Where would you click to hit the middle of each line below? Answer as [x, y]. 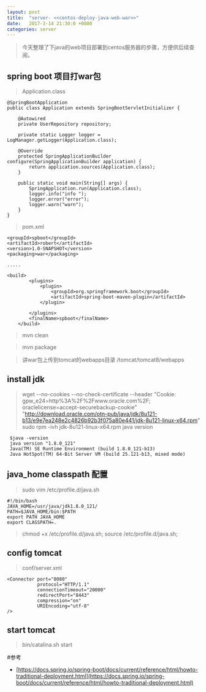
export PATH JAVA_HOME [36, 517]
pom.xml [33, 227]
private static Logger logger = [59, 135]
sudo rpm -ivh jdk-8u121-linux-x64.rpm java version [87, 426]
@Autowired [32, 119]
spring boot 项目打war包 [54, 76]
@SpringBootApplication [37, 103]
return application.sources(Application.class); [92, 167]
